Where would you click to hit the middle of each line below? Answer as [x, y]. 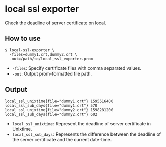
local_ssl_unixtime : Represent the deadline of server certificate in [81, 123]
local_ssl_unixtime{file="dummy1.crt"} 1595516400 [59, 101]
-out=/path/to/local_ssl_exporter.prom [51, 59]
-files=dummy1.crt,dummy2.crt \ [43, 54]
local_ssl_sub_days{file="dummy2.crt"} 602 [51, 114]
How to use [23, 39]
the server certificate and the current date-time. [62, 139]
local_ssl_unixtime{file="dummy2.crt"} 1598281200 [59, 110]
